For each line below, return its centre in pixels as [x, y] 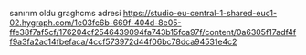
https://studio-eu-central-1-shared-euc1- [200, 13]
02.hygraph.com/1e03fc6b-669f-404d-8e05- [95, 23]
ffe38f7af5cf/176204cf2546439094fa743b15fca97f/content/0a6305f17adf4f [153, 32]
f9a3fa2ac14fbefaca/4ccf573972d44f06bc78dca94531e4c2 [123, 41]
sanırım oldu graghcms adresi [65, 13]
